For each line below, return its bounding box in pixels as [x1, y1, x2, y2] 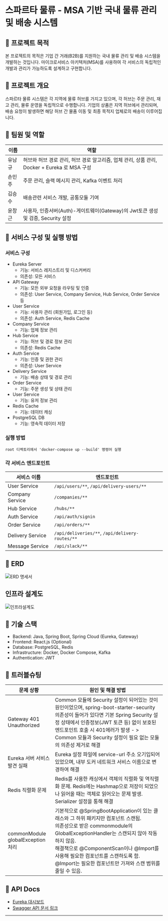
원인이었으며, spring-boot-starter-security [54, 704, 155, 711]
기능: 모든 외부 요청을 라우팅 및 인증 [19, 285, 89, 291]
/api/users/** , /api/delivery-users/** [54, 482, 146, 489]
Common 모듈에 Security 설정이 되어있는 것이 [54, 697, 158, 704]
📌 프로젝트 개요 [5, 81, 49, 90]
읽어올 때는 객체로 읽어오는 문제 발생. [60, 790, 143, 797]
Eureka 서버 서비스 [7, 755, 50, 762]
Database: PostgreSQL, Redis [12, 644, 73, 650]
